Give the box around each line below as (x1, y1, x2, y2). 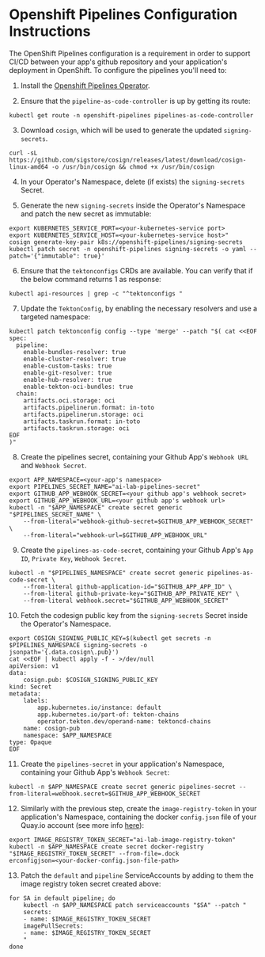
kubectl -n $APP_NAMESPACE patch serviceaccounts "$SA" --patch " (23, 901, 247, 909)
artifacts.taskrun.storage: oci (23, 424, 130, 433)
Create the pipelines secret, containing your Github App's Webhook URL (20, 452, 249, 461)
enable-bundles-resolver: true (23, 348, 127, 356)
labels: (23, 696, 48, 704)
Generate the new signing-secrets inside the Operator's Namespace (20, 200, 246, 210)
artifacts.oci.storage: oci (23, 396, 115, 405)
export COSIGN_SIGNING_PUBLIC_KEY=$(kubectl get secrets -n (9, 634, 212, 642)
